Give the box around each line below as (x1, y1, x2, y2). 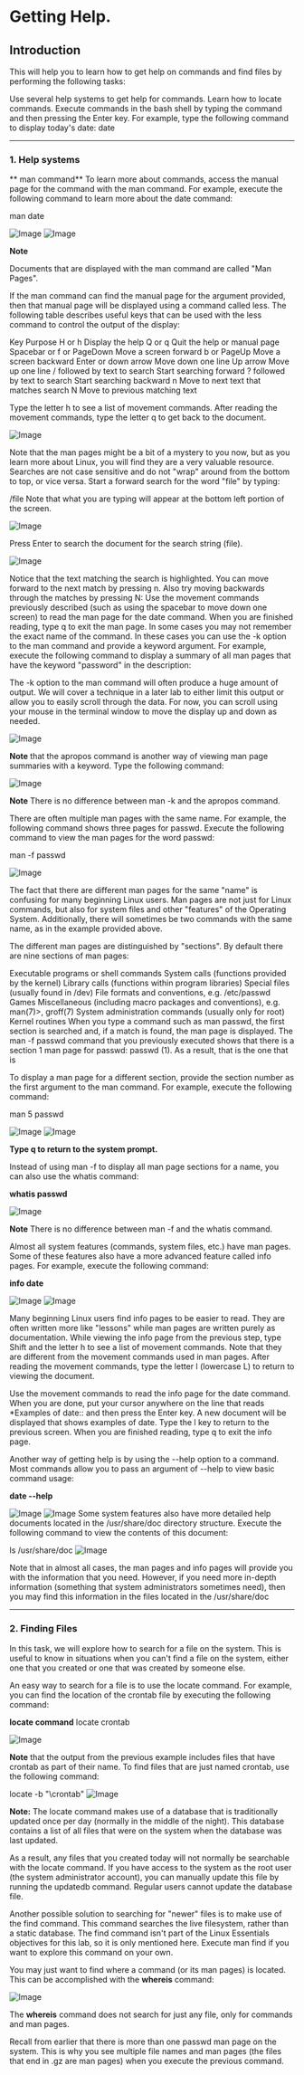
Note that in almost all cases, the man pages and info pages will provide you (9, 1563, 294, 1574)
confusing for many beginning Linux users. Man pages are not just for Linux (9, 894, 292, 906)
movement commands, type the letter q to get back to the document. (9, 412, 267, 423)
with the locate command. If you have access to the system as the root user (9, 1861, 292, 1872)
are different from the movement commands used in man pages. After (9, 1351, 270, 1363)
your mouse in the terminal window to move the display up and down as (9, 706, 278, 717)
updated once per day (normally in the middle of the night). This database (9, 1815, 285, 1826)
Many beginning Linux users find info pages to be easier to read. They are (9, 1313, 285, 1324)
